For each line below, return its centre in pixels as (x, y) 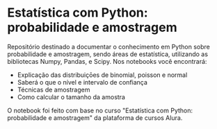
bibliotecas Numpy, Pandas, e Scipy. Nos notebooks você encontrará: (107, 61)
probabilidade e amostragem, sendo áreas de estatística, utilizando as (108, 54)
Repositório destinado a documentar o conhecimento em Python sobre (108, 46)
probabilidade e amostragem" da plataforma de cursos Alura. (95, 118)
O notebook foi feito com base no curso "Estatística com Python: (100, 110)
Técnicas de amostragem (54, 89)
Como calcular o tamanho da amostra (71, 97)
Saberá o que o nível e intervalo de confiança (82, 82)
